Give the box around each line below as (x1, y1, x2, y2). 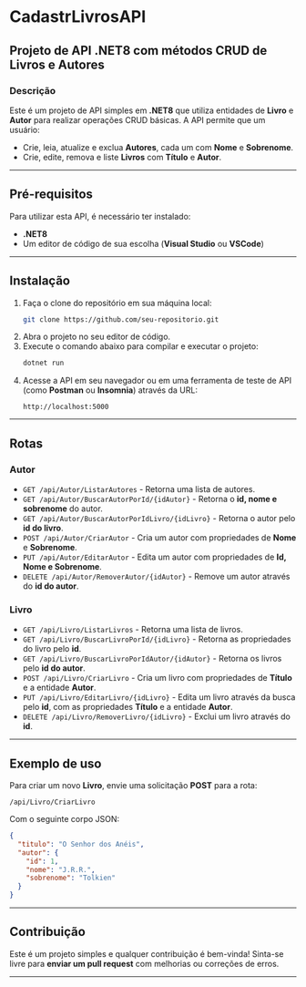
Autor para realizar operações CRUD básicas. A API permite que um (9, 114, 266, 125)
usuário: (9, 124, 41, 135)
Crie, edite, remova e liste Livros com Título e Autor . (22, 151, 221, 162)
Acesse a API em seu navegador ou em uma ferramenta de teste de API (22, 375, 292, 386)
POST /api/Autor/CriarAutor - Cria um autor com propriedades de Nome (22, 531, 297, 543)
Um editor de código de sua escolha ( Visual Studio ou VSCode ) (22, 238, 264, 249)
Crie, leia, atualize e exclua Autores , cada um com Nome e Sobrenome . (22, 141, 294, 152)
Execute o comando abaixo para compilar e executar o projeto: (22, 341, 259, 352)
